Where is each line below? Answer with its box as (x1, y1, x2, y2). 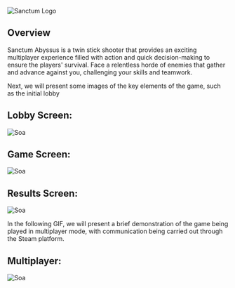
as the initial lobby (7, 89, 60, 98)
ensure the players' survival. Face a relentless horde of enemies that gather (7, 60, 226, 69)
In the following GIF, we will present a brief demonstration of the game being (7, 220, 229, 228)
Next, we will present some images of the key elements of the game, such (7, 81, 221, 90)
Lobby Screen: (7, 110, 72, 122)
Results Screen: (7, 187, 79, 199)
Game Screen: (7, 148, 71, 161)
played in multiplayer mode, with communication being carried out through (7, 227, 223, 235)
